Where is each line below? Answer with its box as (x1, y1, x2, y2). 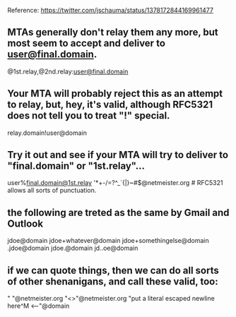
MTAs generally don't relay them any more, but (7, 26, 219, 38)
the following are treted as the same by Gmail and (7, 206, 230, 218)
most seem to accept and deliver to (7, 37, 166, 49)
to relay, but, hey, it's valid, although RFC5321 (7, 99, 213, 111)
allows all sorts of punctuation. (7, 186, 97, 195)
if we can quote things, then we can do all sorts (7, 264, 219, 276)
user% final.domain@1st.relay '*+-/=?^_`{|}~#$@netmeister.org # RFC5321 (7, 179, 223, 187)
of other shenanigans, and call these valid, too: (7, 275, 218, 287)
